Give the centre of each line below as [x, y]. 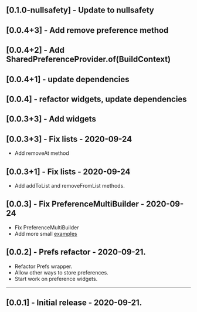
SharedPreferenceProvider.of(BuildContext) [89, 60]
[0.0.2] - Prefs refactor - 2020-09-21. [76, 252]
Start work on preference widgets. [56, 279]
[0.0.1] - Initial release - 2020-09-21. [74, 302]
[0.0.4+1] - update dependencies [68, 79]
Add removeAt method [42, 153]
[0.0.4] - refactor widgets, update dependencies [96, 99]
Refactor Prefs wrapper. [43, 266]
